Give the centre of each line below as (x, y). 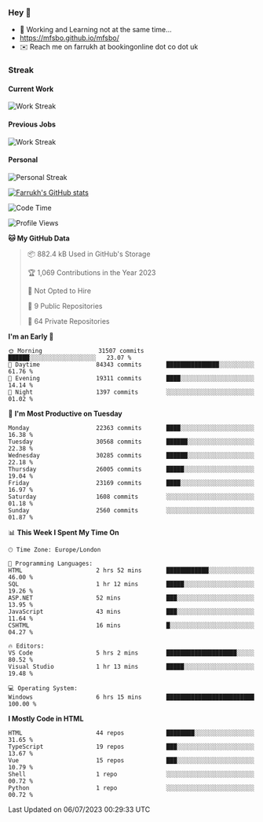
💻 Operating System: (43, 688)
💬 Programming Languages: (50, 563)
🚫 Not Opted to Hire (59, 291)
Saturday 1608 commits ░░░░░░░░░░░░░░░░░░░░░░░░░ (131, 497)
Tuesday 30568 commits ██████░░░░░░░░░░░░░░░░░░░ (131, 442)
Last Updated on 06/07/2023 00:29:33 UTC (79, 809)
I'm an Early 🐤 (31, 336)
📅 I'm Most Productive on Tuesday (66, 413)
